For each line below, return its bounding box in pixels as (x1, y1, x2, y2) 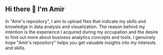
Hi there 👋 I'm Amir (5, 5, 65, 13)
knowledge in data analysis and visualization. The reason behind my (5, 23, 146, 29)
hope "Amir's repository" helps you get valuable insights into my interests (5, 39, 156, 45)
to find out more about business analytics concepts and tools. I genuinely (5, 34, 156, 40)
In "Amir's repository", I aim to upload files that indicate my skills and (5, 18, 146, 24)
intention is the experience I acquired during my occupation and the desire (5, 28, 159, 35)
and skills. (5, 44, 26, 50)
